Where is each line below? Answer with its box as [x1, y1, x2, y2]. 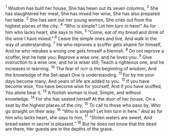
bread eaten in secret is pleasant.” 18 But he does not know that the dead [5, 120, 157, 127]
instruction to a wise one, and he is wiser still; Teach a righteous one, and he [5, 59, 164, 65]
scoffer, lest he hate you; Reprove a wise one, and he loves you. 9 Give [5, 53, 152, 60]
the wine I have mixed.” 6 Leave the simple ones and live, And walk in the [5, 34, 157, 41]
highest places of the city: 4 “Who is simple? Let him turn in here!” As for [5, 22, 156, 29]
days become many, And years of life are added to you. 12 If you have [5, 77, 150, 84]
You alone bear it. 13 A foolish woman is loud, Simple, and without [5, 88, 141, 96]
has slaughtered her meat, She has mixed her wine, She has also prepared [5, 10, 160, 17]
